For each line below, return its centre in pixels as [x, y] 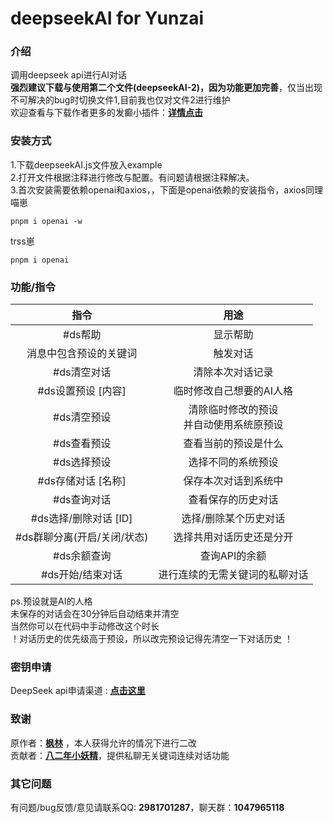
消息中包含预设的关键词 [82, 354]
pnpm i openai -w [46, 221]
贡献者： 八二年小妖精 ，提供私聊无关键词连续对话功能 [120, 755]
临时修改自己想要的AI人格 [233, 391]
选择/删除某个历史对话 [233, 519]
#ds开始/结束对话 [82, 575]
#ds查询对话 [82, 500]
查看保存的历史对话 [233, 500]
